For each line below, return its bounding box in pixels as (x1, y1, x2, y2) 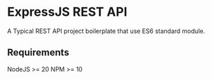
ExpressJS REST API (7, 4, 127, 20)
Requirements (7, 47, 69, 58)
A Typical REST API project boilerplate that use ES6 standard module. (7, 27, 206, 35)
